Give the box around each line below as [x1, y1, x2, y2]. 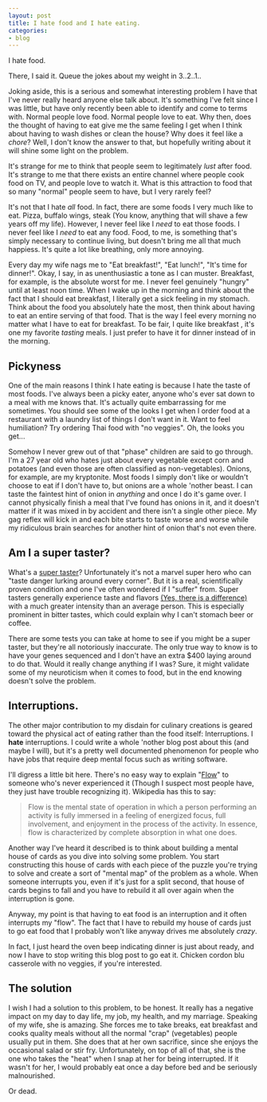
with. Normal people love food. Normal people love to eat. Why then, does [8, 112, 252, 122]
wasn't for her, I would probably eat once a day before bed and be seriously [8, 1062, 257, 1072]
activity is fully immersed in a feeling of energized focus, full [27, 810, 226, 820]
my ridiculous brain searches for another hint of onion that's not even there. [8, 523, 257, 533]
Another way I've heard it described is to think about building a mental [8, 843, 239, 852]
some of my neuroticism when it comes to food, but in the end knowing [8, 667, 242, 677]
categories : [8, 26, 48, 34]
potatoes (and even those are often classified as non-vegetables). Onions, [8, 464, 253, 474]
